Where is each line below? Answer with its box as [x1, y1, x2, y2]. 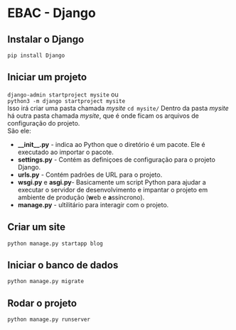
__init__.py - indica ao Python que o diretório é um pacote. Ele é [17, 140, 205, 148]
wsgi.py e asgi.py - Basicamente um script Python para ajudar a [17, 177, 206, 186]
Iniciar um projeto [7, 71, 87, 83]
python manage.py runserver [7, 316, 91, 324]
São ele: [7, 126, 31, 135]
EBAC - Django [7, 5, 96, 21]
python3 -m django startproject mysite [7, 97, 126, 104]
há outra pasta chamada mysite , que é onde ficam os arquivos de [7, 111, 199, 120]
